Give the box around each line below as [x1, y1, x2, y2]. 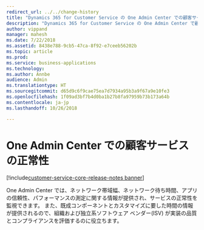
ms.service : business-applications [6, 60, 97, 66]
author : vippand [6, 26, 47, 32]
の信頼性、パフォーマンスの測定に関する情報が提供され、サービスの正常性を [6, 194, 198, 201]
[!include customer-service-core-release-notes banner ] [6, 174, 144, 181]
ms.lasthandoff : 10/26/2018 [6, 105, 78, 111]
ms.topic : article [6, 49, 53, 55]
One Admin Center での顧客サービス [6, 138, 189, 152]
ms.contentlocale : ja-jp [6, 99, 69, 105]
